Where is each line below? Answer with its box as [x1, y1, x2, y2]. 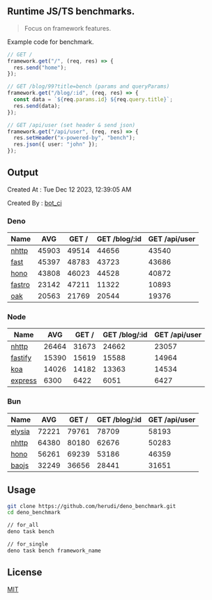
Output [7, 167, 38, 178]
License [7, 567, 43, 578]
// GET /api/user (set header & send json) [7, 121, 136, 128]
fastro [10, 280, 30, 290]
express [10, 376, 37, 385]
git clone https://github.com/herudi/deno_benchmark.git [7, 502, 176, 509]
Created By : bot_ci [7, 199, 62, 207]
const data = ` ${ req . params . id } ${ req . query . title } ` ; [13, 96, 173, 103]
